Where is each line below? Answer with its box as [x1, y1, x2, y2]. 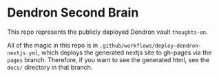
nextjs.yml [7, 50, 39, 57]
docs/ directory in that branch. [7, 63, 93, 71]
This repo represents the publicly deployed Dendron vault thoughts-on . [7, 28, 208, 36]
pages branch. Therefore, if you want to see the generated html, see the [7, 55, 210, 64]
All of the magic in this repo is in [7, 41, 98, 49]
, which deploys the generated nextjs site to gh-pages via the [37, 48, 212, 57]
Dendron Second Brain [7, 5, 139, 21]
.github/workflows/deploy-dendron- [99, 42, 202, 49]
